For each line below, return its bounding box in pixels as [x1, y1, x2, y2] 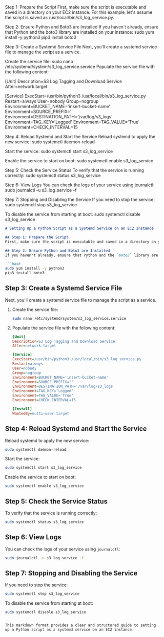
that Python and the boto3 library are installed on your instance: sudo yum [5, 29, 155, 35]
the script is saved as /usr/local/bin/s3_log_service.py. [5, 15, 115, 20]
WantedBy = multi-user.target [12, 411, 69, 416]
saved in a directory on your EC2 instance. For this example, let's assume [5, 9, 153, 15]
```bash [5, 262, 21, 266]
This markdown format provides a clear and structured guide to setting [5, 623, 156, 628]
